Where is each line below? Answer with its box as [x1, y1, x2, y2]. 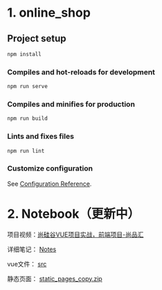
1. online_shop [7, 5, 91, 21]
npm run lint [7, 147, 45, 154]
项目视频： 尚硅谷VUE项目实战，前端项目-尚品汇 [7, 230, 144, 239]
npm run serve [7, 83, 48, 90]
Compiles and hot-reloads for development [7, 67, 156, 77]
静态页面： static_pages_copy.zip [7, 274, 102, 282]
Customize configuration [7, 164, 93, 173]
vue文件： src [7, 259, 47, 268]
